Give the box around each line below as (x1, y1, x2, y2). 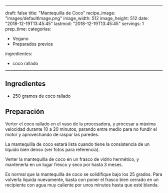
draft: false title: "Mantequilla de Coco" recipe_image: (5, 10, 115, 16)
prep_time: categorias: (5, 26, 51, 32)
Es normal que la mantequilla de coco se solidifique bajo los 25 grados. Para (5, 171, 162, 177)
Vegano (12, 36, 29, 42)
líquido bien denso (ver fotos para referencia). (5, 146, 100, 152)
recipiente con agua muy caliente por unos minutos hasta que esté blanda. (5, 181, 159, 188)
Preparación (5, 107, 44, 116)
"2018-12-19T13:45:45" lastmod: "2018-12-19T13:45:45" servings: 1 (5, 21, 144, 27)
